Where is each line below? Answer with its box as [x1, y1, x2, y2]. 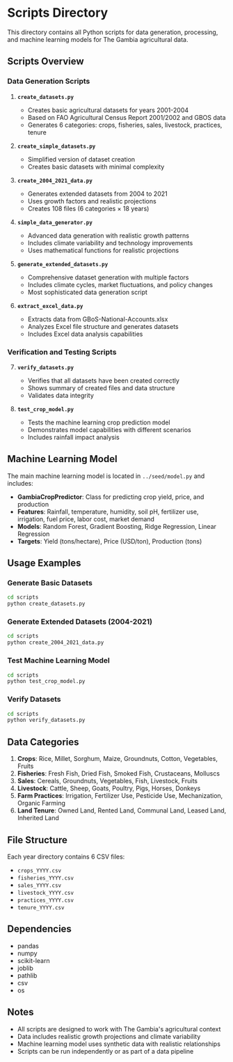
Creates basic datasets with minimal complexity [27, 162, 165, 171]
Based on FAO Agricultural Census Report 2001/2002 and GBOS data [27, 113, 226, 121]
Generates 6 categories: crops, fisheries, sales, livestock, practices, [27, 121, 223, 129]
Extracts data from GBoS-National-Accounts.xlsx [27, 315, 168, 323]
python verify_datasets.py [7, 716, 86, 724]
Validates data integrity [27, 391, 94, 399]
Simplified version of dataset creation [27, 155, 136, 163]
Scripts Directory [7, 5, 109, 21]
